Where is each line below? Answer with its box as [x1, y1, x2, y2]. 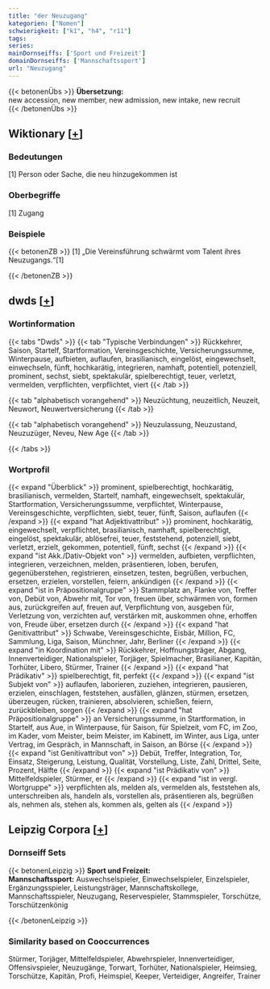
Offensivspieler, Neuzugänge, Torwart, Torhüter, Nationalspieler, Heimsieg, [8, 962, 258, 972]
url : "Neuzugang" [8, 65, 67, 73]
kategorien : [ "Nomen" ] [8, 19, 85, 27]
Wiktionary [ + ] [8, 127, 83, 141]
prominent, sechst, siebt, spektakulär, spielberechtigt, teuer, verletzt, [8, 371, 237, 380]
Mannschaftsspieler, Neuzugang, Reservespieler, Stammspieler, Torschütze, [8, 891, 262, 901]
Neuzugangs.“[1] [8, 255, 64, 265]
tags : [8, 34, 27, 43]
